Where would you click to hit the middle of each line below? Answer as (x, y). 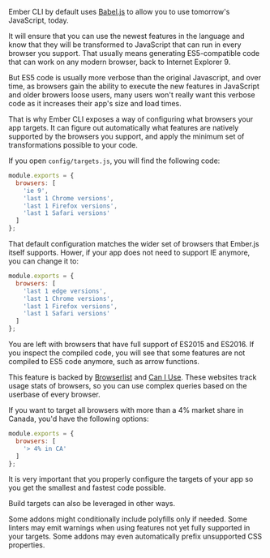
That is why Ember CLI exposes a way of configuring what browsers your (131, 119)
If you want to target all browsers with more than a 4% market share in (126, 410)
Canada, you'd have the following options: (79, 418)
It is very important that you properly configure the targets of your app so (131, 479)
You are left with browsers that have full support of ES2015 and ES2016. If (131, 344)
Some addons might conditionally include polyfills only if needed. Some (128, 519)
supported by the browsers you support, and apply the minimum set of (126, 136)
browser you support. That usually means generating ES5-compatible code (134, 53)
